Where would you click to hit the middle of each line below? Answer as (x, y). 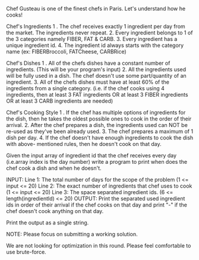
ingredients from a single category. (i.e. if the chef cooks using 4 (86, 88)
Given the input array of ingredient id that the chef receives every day (91, 156)
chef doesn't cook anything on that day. (55, 211)
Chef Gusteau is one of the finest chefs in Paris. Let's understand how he (96, 9)
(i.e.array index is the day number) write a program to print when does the (97, 162)
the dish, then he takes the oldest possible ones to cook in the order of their (99, 119)
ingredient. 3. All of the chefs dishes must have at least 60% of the (88, 82)
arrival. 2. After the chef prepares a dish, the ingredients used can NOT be (97, 125)
